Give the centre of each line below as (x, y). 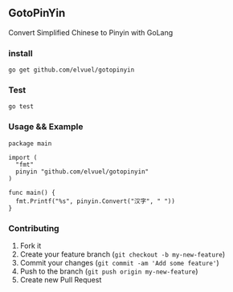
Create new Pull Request (61, 280)
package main (30, 144)
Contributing (34, 228)
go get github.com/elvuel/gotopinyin (72, 70)
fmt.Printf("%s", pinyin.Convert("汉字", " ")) (95, 201)
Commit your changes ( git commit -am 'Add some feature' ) (119, 263)
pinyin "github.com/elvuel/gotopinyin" (82, 172)
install (21, 53)
